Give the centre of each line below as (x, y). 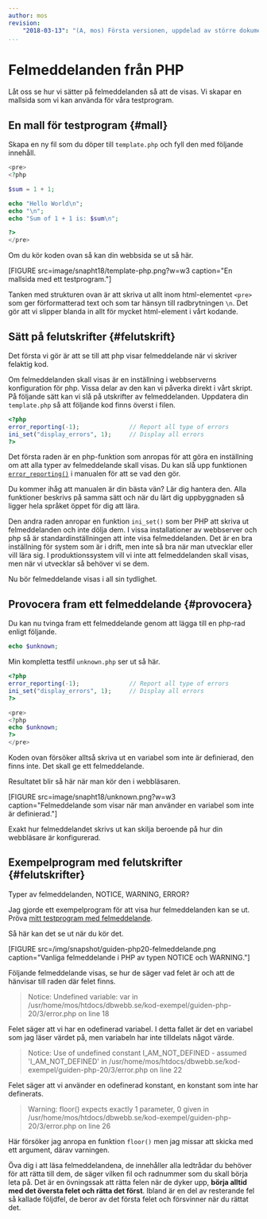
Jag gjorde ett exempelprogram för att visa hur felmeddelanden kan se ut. (129, 909)
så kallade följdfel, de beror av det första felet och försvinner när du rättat (128, 1199)
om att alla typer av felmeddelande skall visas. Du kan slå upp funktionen (128, 465)
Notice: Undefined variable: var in (83, 996)
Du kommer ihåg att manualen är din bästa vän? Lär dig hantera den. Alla (127, 489)
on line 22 (166, 1069)
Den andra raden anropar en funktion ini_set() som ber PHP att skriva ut (128, 521)
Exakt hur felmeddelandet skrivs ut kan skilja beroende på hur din (116, 829)
